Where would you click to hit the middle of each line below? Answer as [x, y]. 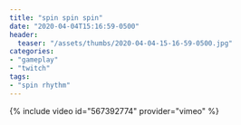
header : [24, 34]
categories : [32, 52]
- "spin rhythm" [40, 85]
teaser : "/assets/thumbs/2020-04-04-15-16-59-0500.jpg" [125, 43]
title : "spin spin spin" [56, 18]
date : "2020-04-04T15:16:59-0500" [75, 26]
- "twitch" [30, 69]
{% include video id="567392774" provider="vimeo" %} [114, 111]
